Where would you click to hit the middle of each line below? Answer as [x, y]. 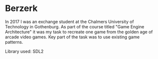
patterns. [14, 42]
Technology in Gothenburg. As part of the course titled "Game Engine [75, 26]
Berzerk [21, 8]
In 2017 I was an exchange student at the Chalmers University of [70, 22]
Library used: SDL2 [24, 51]
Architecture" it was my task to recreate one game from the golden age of [79, 32]
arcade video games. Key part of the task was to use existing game [72, 37]
